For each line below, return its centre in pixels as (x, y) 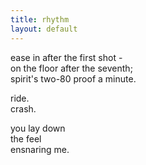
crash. (23, 108)
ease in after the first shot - (66, 57)
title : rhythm (40, 19)
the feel (26, 138)
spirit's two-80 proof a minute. (73, 78)
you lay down (38, 128)
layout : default (44, 29)
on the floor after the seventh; (71, 68)
